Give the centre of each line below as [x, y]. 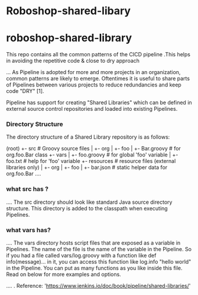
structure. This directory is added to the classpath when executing [87, 208]
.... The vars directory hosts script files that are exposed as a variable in [93, 243]
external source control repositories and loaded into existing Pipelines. [92, 109]
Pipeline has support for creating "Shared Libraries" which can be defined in [99, 102]
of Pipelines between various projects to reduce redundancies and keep [94, 85]
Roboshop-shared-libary [69, 11]
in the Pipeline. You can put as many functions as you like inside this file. [94, 268]
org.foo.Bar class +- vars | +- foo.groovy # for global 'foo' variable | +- [92, 155]
